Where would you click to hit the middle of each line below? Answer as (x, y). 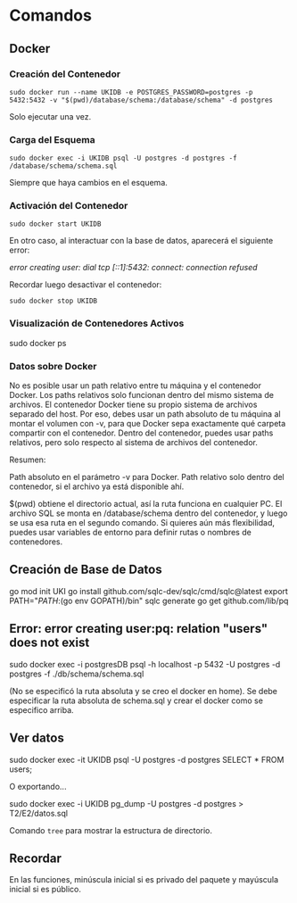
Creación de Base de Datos (86, 570)
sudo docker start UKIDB (55, 224)
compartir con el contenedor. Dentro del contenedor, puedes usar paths (141, 433)
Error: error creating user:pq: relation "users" (139, 629)
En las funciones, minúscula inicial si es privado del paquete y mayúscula (144, 880)
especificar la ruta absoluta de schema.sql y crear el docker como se (136, 700)
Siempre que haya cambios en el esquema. (88, 183)
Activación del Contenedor (69, 206)
